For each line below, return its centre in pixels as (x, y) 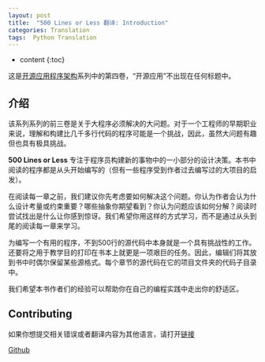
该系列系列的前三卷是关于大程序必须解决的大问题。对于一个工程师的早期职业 (132, 124)
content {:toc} (42, 60)
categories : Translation (49, 30)
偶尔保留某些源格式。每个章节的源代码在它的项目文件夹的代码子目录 (146, 262)
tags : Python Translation (52, 37)
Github (19, 349)
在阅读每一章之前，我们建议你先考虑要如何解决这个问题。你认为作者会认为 (129, 197)
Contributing (40, 314)
